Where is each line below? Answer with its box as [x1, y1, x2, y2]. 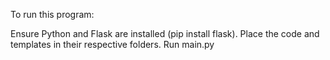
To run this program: [10, 9, 95, 20]
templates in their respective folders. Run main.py [10, 39, 215, 50]
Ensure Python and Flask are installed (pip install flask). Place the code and [10, 28, 320, 39]
